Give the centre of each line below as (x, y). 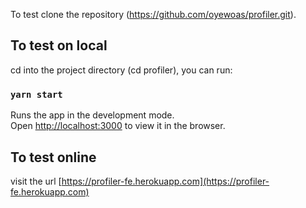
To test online (53, 157)
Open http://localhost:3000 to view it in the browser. (118, 126)
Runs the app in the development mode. (92, 115)
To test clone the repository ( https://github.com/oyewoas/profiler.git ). (153, 14)
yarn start (36, 94)
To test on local (59, 45)
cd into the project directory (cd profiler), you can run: (121, 70)
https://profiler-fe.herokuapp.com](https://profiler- (165, 181)
